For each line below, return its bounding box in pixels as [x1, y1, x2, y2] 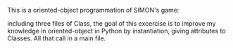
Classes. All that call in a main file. [7, 34, 106, 42]
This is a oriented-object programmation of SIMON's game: [7, 6, 180, 14]
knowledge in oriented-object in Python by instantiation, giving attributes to [7, 27, 227, 35]
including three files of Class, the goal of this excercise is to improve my [7, 19, 216, 27]
